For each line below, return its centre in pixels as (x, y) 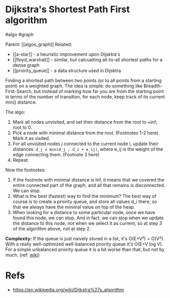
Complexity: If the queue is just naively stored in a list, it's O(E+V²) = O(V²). (85, 238)
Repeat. (21, 160)
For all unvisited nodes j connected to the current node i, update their (86, 144)
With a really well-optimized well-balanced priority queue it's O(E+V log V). (84, 244)
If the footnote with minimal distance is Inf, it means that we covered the (88, 179)
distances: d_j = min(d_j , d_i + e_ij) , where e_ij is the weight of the (88, 149)
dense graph (26, 65)
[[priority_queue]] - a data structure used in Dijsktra (67, 71)
